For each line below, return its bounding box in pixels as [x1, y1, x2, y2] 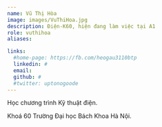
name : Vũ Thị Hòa [7, 10, 57, 17]
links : [7, 48, 26, 55]
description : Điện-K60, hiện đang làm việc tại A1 [7, 23, 156, 30]
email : [13, 67, 32, 74]
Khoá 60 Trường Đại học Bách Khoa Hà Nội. [7, 112, 132, 120]
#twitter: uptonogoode [13, 80, 79, 86]
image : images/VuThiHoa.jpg [7, 16, 88, 23]
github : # [13, 73, 41, 80]
